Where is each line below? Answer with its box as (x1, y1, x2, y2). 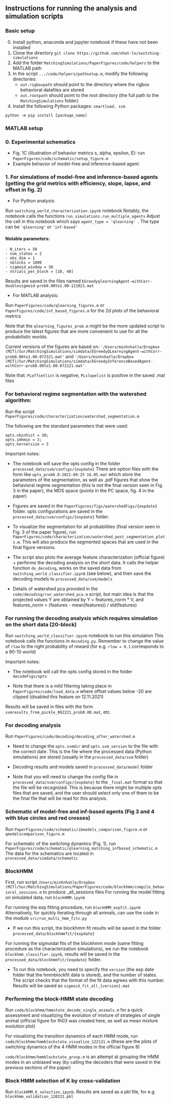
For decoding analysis (5, 721, 61, 728)
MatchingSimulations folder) (20, 97, 79, 103)
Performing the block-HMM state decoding (5, 995, 114, 1002)
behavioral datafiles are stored (20, 87, 84, 93)
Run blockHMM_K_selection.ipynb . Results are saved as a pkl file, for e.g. (5, 1089, 156, 1095)
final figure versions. (12, 544, 56, 550)
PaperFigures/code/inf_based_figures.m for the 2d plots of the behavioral (5, 308, 159, 314)
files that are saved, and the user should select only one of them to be (12, 790, 159, 796)
